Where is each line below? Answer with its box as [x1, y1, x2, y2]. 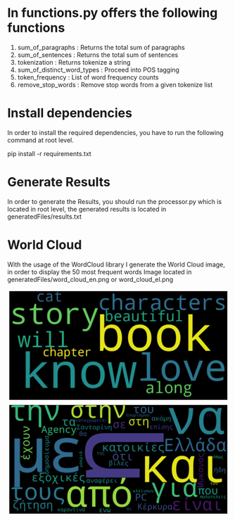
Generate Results [7, 174, 110, 191]
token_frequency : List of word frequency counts [17, 72, 159, 82]
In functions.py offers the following [7, 5, 218, 21]
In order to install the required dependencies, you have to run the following [7, 128, 224, 136]
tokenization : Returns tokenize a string [17, 58, 131, 66]
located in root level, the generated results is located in [7, 205, 167, 213]
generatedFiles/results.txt [7, 212, 82, 221]
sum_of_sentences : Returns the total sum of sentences [17, 51, 179, 59]
